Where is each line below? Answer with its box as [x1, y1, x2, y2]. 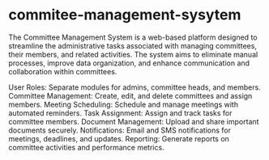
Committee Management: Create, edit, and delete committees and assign [8, 91, 253, 100]
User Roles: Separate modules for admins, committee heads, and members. [8, 82, 261, 92]
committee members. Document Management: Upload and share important [8, 116, 259, 126]
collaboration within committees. [8, 66, 117, 76]
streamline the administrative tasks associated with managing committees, [8, 40, 258, 50]
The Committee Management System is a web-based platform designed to [8, 32, 258, 42]
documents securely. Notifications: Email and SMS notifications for [8, 125, 231, 135]
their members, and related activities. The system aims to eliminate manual [8, 49, 258, 59]
